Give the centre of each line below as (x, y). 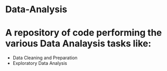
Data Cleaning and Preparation (45, 58)
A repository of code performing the (83, 33)
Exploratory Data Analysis (40, 63)
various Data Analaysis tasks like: (78, 44)
